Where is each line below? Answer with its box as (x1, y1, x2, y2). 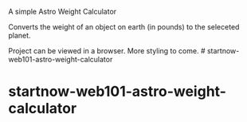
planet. (8, 31, 31, 40)
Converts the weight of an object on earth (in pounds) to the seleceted (8, 22, 240, 31)
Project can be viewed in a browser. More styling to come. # (8, 46, 206, 55)
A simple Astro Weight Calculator (8, 7, 117, 16)
